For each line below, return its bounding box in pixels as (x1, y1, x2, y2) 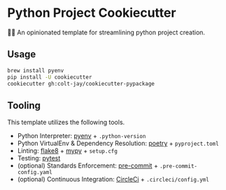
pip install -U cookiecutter (7, 74, 92, 81)
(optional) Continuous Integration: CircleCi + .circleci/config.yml (17, 175, 210, 184)
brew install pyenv (7, 67, 64, 74)
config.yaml (17, 169, 52, 176)
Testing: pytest (17, 154, 61, 163)
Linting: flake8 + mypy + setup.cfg (17, 147, 118, 155)
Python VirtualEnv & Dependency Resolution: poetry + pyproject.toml (17, 139, 219, 148)
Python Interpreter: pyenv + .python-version (17, 132, 146, 140)
